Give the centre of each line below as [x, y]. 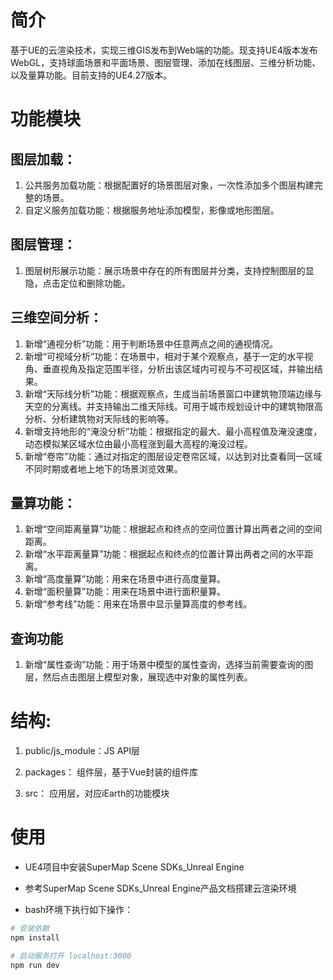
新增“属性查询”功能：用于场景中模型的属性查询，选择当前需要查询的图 [169, 665]
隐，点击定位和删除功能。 [77, 283]
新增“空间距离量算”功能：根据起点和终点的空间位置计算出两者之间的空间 [173, 529]
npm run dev [35, 965]
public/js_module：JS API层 [82, 751]
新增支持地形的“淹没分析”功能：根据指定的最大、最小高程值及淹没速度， [173, 431]
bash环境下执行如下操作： [79, 910]
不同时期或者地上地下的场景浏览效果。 [103, 468]
